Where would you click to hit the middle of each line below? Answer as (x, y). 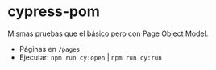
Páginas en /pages (50, 49)
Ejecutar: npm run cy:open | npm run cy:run (90, 57)
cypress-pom (54, 12)
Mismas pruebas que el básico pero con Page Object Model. (108, 33)
